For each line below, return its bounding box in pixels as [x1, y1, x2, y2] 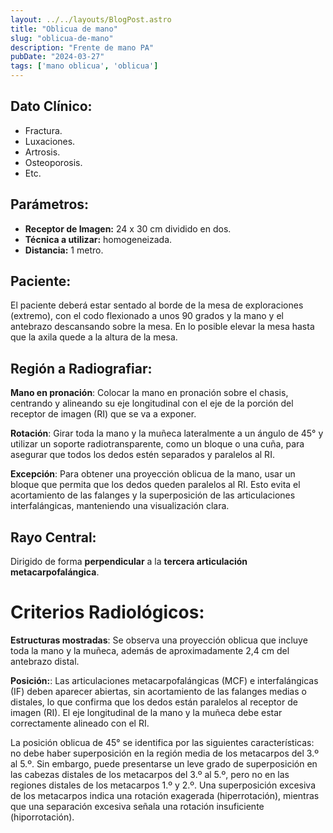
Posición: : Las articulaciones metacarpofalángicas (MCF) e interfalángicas [10, 675, 319, 686]
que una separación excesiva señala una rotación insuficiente [10, 801, 265, 812]
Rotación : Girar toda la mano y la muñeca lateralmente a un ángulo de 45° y [10, 427, 324, 440]
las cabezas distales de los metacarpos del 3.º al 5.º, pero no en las [10, 769, 290, 780]
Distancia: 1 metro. [24, 244, 104, 256]
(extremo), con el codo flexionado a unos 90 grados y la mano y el [10, 310, 284, 322]
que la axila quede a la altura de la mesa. [10, 331, 178, 343]
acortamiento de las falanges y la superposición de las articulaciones [10, 489, 296, 501]
